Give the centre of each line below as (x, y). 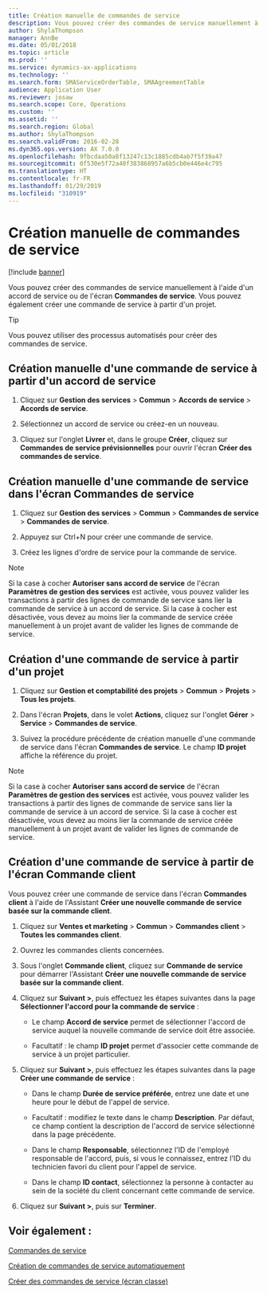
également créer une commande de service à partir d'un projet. (112, 304)
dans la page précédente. (74, 1134)
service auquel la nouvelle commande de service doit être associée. (143, 1030)
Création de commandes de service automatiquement (97, 1266)
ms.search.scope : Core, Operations (67, 104)
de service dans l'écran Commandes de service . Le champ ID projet (133, 747)
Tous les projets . (48, 699)
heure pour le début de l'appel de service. (100, 1102)
